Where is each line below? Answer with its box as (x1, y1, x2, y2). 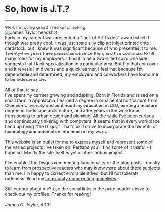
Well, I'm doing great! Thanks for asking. (5, 24, 87, 30)
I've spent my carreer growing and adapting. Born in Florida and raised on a (5, 92, 158, 98)
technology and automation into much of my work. (5, 129, 107, 134)
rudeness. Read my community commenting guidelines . (5, 175, 118, 181)
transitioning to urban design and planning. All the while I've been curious (5, 113, 154, 119)
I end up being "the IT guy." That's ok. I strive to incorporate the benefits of (5, 123, 157, 129)
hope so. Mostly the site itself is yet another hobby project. (5, 149, 124, 155)
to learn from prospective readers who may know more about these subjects (5, 165, 160, 171)
